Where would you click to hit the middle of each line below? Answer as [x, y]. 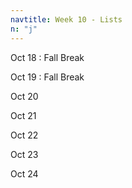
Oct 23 [24, 154]
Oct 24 [24, 173]
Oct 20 [24, 96]
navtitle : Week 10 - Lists [66, 19]
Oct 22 [24, 135]
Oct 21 [23, 115]
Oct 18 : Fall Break [47, 57]
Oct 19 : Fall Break [47, 77]
